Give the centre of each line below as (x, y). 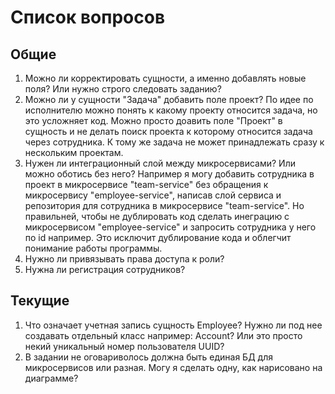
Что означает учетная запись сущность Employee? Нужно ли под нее (173, 325)
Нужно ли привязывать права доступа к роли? (124, 259)
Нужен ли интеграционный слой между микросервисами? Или (160, 163)
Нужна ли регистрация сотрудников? (105, 269)
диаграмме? (51, 378)
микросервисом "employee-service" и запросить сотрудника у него (170, 227)
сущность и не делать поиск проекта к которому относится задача (168, 131)
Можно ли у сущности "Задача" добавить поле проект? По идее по (169, 99)
